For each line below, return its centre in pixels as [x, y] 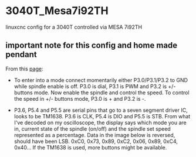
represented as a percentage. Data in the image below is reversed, [94, 135]
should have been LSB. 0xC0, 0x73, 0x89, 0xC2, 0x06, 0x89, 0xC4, [96, 141]
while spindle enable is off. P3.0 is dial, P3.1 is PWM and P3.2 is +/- [95, 86]
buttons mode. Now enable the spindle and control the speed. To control [102, 93]
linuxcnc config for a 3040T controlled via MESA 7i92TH [74, 27]
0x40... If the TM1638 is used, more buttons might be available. [90, 147]
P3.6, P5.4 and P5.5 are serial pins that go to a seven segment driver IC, [101, 110]
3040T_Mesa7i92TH [57, 11]
